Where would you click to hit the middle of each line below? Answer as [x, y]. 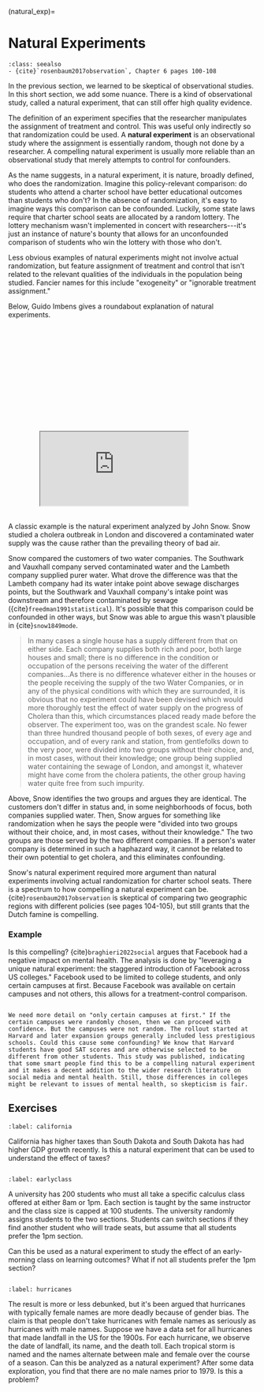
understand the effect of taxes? [59, 1158]
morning [22, 1259]
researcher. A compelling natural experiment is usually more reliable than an [132, 151]
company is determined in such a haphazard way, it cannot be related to [125, 848]
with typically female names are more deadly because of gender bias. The [129, 1312]
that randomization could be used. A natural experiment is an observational [132, 134]
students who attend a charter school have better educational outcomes [125, 192]
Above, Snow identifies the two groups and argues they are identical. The [127, 798]
